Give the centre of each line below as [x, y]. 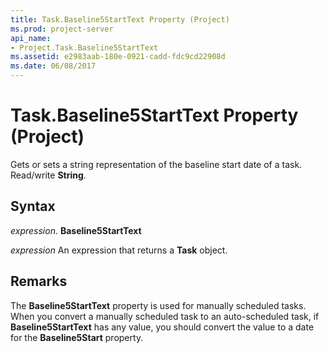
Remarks [39, 281]
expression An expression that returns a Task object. [119, 250]
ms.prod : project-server [62, 29]
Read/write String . [48, 175]
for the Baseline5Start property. [77, 337]
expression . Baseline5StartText [76, 230]
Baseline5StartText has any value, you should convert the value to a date [162, 327]
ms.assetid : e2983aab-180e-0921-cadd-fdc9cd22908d [118, 57]
